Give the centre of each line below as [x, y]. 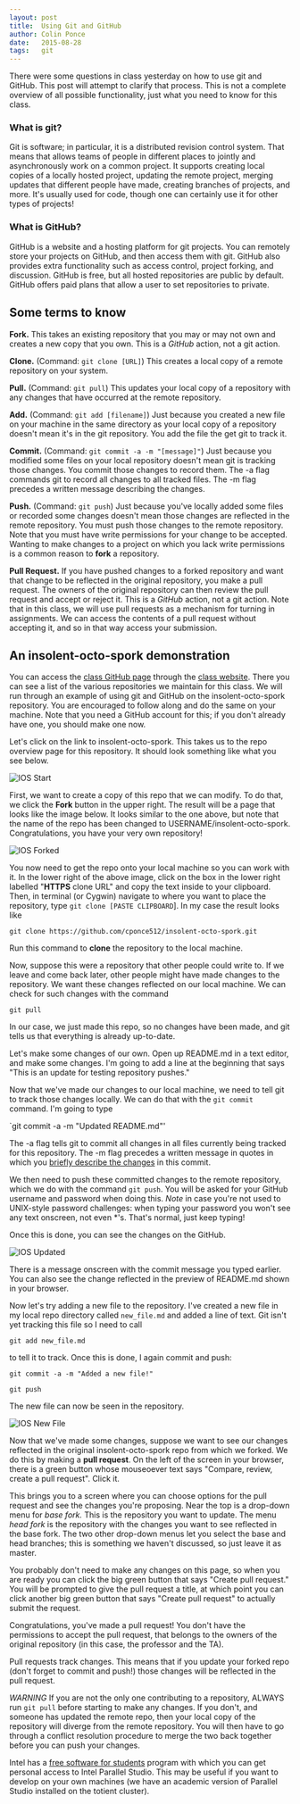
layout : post [33, 17]
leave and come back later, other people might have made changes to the [145, 975]
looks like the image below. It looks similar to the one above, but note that [144, 814]
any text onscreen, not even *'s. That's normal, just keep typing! [127, 1218]
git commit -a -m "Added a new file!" [81, 1374]
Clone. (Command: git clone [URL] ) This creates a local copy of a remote [146, 361]
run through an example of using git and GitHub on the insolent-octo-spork [147, 696]
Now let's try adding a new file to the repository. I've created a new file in [144, 1306]
